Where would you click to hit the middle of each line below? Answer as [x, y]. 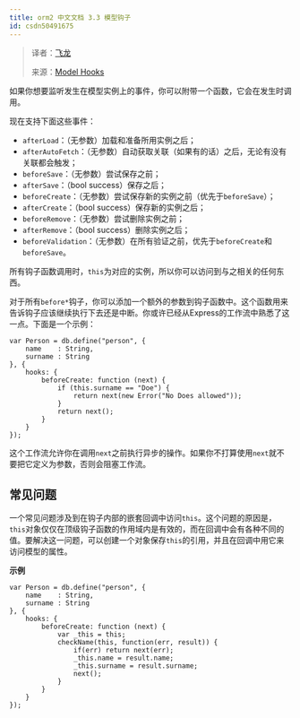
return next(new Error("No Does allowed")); [158, 395]
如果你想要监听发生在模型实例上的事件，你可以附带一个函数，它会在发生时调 [150, 91]
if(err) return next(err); [124, 651]
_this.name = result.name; [124, 658]
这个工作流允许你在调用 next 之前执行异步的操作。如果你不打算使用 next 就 [143, 453]
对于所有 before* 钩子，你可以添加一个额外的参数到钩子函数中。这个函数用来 [149, 301]
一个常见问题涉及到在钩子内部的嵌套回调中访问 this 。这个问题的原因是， [143, 518]
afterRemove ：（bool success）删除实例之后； [106, 229]
